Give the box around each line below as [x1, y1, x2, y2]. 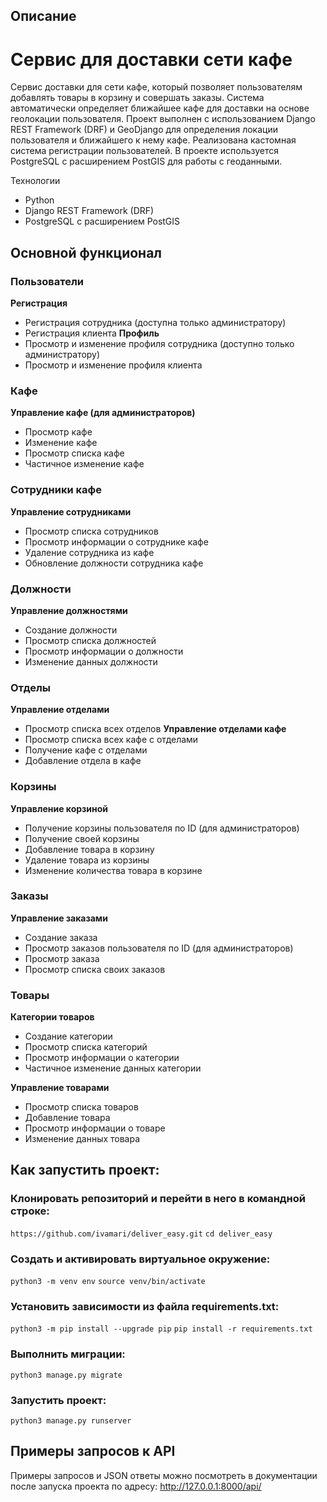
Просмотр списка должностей [24, 634, 157, 646]
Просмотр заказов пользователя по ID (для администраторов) [24, 942, 294, 954]
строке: [10, 1204, 50, 1218]
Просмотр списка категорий [24, 1041, 148, 1053]
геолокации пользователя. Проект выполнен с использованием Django [10, 113, 316, 125]
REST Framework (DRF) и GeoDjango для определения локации [10, 124, 278, 136]
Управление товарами [10, 1082, 110, 1094]
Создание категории [24, 1030, 113, 1043]
